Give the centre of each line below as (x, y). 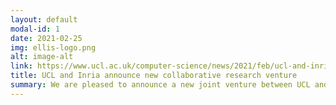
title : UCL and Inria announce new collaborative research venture (154, 76)
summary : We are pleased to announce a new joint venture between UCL (160, 85)
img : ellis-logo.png (53, 47)
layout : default (44, 19)
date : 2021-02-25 (46, 38)
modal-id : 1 (35, 29)
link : (21, 66)
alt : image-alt (42, 57)
